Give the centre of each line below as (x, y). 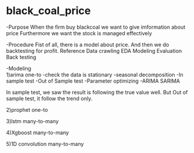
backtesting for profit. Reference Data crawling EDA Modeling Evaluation (94, 50)
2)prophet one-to (27, 110)
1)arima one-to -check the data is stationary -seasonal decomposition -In (95, 74)
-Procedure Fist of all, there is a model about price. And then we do (88, 45)
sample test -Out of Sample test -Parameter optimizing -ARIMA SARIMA (93, 81)
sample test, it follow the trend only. (49, 98)
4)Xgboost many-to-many (38, 132)
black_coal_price (48, 11)
